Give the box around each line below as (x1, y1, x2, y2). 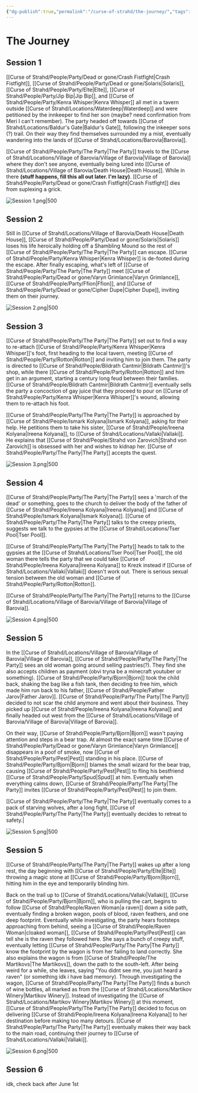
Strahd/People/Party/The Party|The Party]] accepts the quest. (6, 449, 157, 457)
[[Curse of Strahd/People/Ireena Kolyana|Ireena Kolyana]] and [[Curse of (6, 506, 184, 513)
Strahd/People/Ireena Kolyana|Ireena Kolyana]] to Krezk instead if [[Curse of (6, 562, 192, 569)
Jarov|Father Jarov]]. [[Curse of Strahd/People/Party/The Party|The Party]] (6, 693, 189, 700)
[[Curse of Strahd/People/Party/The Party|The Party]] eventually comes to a (6, 798, 192, 805)
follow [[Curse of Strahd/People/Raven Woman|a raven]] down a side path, (6, 904, 188, 911)
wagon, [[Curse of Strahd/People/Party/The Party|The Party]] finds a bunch (6, 979, 190, 986)
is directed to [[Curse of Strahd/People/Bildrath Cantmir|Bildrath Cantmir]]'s (6, 362, 190, 369)
